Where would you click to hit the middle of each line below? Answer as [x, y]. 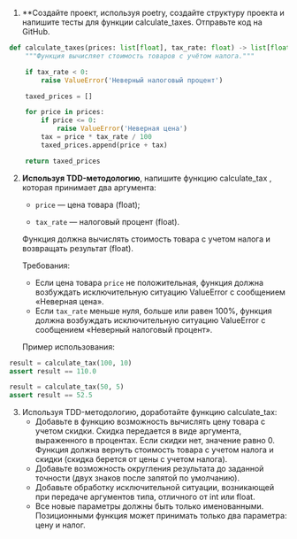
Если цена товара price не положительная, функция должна [149, 282]
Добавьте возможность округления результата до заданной [149, 469]
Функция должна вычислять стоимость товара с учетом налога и [146, 239]
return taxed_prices [63, 161]
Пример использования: [68, 346]
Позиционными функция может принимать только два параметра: [161, 516]
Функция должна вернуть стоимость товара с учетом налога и [154, 450]
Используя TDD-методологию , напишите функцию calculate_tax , [147, 178]
